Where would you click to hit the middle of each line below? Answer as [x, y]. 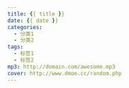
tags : [15, 47]
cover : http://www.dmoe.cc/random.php [64, 73]
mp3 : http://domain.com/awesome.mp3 [61, 67]
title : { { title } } [36, 14]
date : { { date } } [33, 21]
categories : [25, 27]
